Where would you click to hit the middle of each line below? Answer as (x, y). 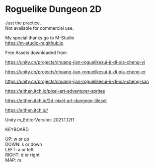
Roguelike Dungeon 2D (53, 9)
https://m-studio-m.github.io (34, 43)
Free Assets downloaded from (36, 53)
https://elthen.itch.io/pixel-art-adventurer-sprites (55, 91)
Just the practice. (23, 23)
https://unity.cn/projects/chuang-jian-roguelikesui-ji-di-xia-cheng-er (76, 72)
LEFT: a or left (19, 149)
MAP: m (13, 160)
